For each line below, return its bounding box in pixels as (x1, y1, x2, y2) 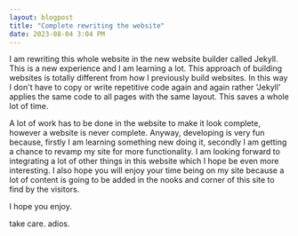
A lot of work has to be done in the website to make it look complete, (9, 118, 261, 129)
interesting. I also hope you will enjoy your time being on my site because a (9, 165, 285, 176)
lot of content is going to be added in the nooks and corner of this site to (9, 175, 275, 185)
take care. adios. (9, 218, 70, 229)
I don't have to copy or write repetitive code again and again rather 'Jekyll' (9, 82, 282, 93)
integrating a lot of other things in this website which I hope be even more (9, 156, 279, 167)
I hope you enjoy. (9, 201, 73, 212)
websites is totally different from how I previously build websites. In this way (9, 73, 288, 83)
